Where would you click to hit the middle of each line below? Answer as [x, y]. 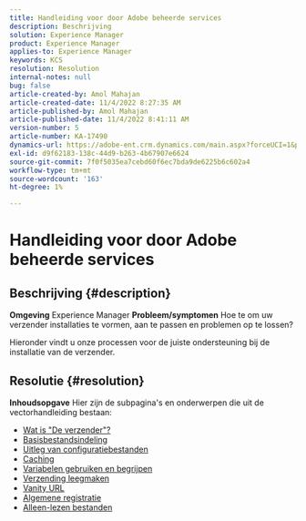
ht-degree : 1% [36, 188]
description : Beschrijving [61, 26]
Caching [38, 459]
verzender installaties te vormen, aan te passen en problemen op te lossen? [152, 325]
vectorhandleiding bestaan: [61, 412]
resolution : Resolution [55, 69]
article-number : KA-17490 [58, 137]
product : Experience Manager [65, 43]
